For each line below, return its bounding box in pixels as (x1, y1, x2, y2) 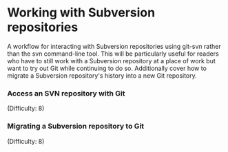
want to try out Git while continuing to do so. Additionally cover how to (7, 64, 207, 72)
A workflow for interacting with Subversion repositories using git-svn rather (7, 42, 222, 50)
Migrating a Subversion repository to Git (7, 122, 145, 131)
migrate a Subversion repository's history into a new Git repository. (7, 71, 198, 80)
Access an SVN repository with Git (7, 88, 125, 98)
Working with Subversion (7, 5, 156, 21)
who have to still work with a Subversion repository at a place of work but (7, 56, 216, 65)
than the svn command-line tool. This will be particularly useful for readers (7, 50, 219, 58)
